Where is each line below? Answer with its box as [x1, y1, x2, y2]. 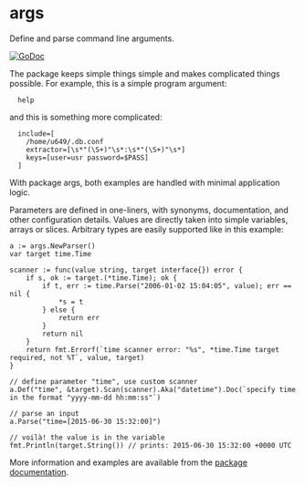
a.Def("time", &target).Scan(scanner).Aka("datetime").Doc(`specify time [9, 385, 297, 394]
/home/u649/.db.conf [26, 137, 104, 146]
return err [58, 313, 100, 322]
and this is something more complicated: [9, 111, 163, 122]
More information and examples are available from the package [9, 457, 248, 468]
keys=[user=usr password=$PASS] [26, 153, 149, 162]
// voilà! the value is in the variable [9, 432, 166, 442]
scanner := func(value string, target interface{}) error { [9, 265, 244, 274]
